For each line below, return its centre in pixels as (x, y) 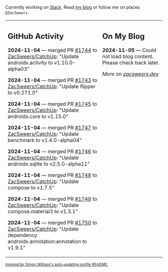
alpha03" (19, 68)
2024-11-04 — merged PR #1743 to (52, 80)
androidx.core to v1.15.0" (38, 116)
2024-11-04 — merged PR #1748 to (52, 175)
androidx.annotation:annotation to (47, 241)
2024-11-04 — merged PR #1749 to (52, 198)
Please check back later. (131, 62)
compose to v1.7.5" (31, 187)
